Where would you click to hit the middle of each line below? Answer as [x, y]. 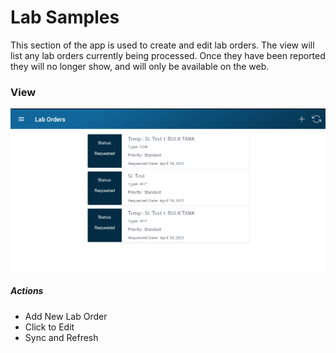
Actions [27, 291]
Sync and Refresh [61, 337]
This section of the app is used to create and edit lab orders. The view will [162, 45]
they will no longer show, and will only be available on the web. [140, 66]
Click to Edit [49, 327]
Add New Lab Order [66, 316]
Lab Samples [65, 17]
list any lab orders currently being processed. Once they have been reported [168, 55]
